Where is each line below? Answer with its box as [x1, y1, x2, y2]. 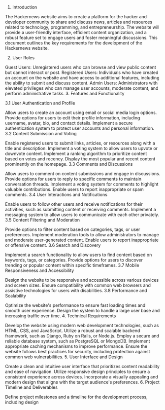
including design [5, 399, 39, 405]
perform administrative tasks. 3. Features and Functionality [5, 91, 125, 96]
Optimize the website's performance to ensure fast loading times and [5, 302, 146, 308]
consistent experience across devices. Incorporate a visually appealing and [5, 374, 159, 379]
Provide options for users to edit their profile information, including [5, 115, 140, 120]
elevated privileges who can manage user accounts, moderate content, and [5, 85, 159, 91]
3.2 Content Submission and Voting [5, 131, 77, 136]
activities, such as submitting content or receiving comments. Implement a [5, 207, 156, 212]
